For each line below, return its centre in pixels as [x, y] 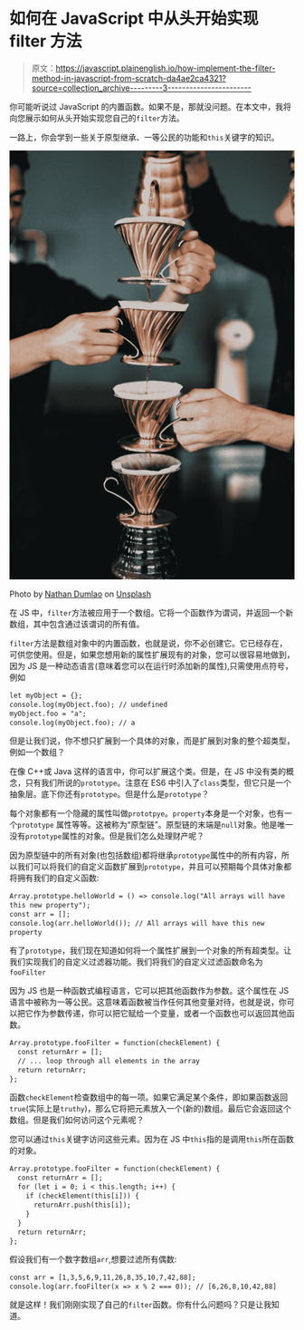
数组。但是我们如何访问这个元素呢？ [77, 1120]
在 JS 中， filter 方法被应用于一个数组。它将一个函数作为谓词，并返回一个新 [152, 612]
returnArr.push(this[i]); [82, 1205]
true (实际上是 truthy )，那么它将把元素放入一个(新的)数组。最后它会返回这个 [151, 1108]
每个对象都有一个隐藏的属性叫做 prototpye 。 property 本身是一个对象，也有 [147, 813]
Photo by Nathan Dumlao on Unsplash [81, 594]
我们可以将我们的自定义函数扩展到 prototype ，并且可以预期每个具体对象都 [154, 866]
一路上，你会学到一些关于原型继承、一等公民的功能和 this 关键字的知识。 [144, 137]
